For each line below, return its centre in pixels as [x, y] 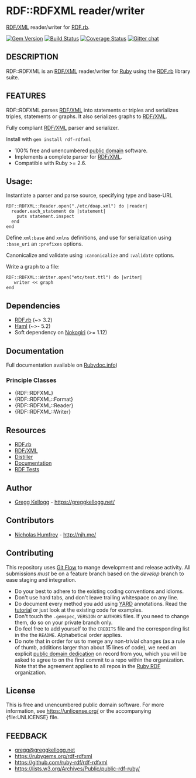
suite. [13, 77]
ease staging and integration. [41, 579]
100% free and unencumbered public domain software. [81, 150]
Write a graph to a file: [33, 267]
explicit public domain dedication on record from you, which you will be [101, 653]
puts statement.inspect [46, 217]
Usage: [20, 181]
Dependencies [33, 306]
